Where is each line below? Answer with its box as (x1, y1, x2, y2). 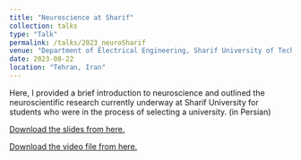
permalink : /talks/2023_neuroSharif (9, 38, 146, 47)
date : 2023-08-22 (9, 55, 74, 63)
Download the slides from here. (9, 123, 125, 134)
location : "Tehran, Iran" (9, 63, 106, 72)
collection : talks (9, 21, 78, 30)
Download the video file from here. (9, 140, 138, 152)
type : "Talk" (9, 29, 58, 38)
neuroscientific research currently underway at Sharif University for (9, 97, 259, 107)
